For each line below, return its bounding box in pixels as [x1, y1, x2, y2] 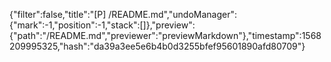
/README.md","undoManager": [108, 9, 237, 20]
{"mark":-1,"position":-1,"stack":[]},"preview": [9, 19, 196, 31]
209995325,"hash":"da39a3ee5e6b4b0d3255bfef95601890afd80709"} [9, 40, 306, 52]
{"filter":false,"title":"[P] [9, 9, 107, 20]
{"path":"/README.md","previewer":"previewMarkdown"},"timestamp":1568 [9, 30, 322, 41]
